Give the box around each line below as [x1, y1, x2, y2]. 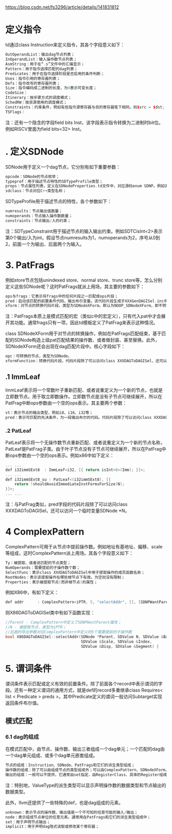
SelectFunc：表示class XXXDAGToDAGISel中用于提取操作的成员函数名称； [5, 570, 145, 575]
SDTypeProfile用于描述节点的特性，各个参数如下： [5, 198, 112, 205]
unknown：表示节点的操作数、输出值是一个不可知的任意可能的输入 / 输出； [5, 810, 138, 815]
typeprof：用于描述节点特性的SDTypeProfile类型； [5, 179, 103, 184]
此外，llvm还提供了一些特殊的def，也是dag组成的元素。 [5, 800, 123, 806]
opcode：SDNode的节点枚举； [5, 174, 60, 179]
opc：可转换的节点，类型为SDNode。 [5, 353, 72, 359]
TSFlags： [5, 109, 26, 115]
